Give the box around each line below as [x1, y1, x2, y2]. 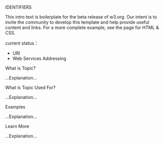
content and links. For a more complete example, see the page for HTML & [5, 24, 159, 30]
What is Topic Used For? [5, 84, 56, 90]
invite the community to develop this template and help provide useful [5, 19, 149, 25]
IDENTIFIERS [5, 4, 32, 10]
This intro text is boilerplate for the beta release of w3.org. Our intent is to [5, 14, 157, 19]
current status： [5, 40, 39, 46]
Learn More [5, 123, 30, 129]
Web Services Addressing [12, 55, 66, 61]
